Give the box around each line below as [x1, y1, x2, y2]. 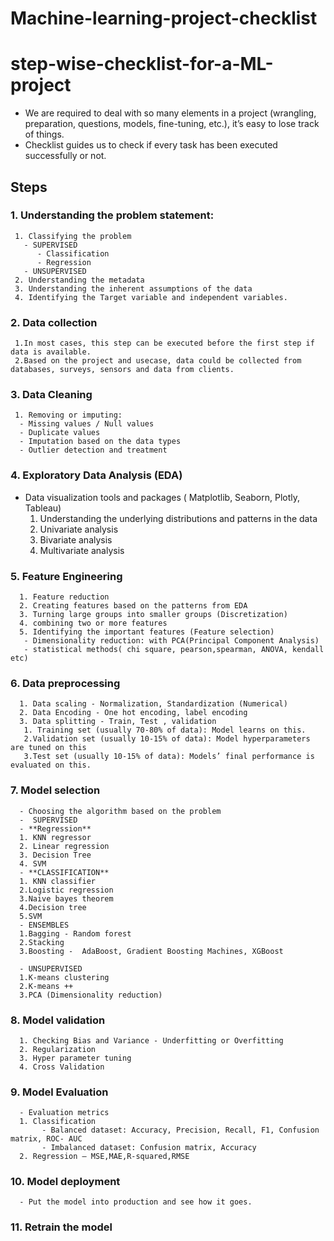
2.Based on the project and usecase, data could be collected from [14, 356, 302, 366]
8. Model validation [10, 1013, 106, 1027]
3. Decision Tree [19, 850, 92, 860]
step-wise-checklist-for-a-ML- [10, 53, 274, 76]
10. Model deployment [10, 1175, 121, 1189]
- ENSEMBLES [19, 920, 70, 930]
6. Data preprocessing [10, 676, 121, 690]
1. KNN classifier [19, 876, 97, 886]
